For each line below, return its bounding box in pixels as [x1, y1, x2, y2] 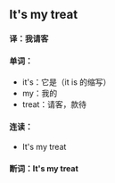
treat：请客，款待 [21, 99, 87, 110]
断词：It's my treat [9, 162, 78, 173]
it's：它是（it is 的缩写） [21, 77, 111, 87]
